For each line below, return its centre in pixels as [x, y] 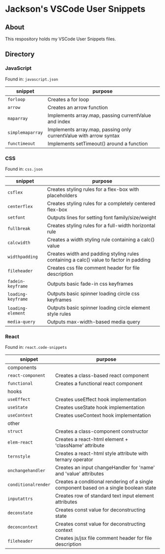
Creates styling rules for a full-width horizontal [101, 225]
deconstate [20, 513]
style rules [59, 314]
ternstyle [19, 457]
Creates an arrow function [78, 107]
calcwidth [19, 242]
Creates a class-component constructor [102, 431]
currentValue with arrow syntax [83, 135]
